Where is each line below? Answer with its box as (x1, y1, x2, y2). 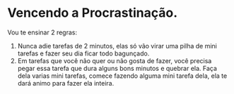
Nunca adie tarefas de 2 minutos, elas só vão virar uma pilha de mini (17, 41, 217, 50)
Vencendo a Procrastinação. (7, 5, 178, 21)
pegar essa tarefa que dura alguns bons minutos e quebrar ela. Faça (17, 64, 218, 72)
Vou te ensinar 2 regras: (7, 28, 78, 36)
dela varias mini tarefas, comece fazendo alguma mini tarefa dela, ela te (17, 72, 228, 80)
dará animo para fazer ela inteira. (17, 79, 115, 87)
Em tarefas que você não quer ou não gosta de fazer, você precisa (17, 56, 212, 65)
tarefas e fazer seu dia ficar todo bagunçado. (17, 49, 150, 58)
